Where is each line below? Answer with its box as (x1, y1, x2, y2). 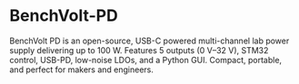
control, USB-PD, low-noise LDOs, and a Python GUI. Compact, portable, (9, 54, 283, 65)
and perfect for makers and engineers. (9, 64, 154, 75)
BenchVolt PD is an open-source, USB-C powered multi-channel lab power (9, 35, 290, 46)
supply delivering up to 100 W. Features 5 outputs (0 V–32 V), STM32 (9, 44, 269, 55)
